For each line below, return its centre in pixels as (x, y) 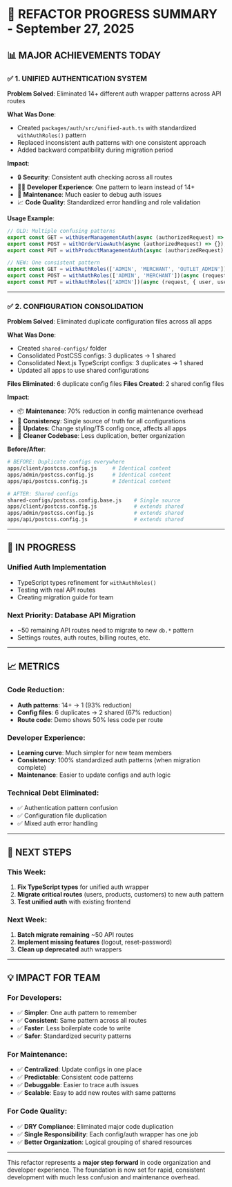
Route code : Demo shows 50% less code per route (90, 719)
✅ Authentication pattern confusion (68, 808)
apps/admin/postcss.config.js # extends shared (96, 513)
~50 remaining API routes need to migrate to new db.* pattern (105, 631)
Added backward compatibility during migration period (95, 150)
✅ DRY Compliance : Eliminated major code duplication (95, 1126)
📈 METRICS (33, 667)
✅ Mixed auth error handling (57, 823)
